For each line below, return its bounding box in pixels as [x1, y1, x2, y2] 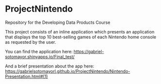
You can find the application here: [5, 49, 73, 54]
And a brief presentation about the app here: [5, 63, 94, 69]
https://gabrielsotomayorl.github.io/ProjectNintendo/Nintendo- [5, 68, 130, 74]
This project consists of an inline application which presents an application [5, 29, 155, 34]
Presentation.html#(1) [5, 73, 48, 79]
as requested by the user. [5, 39, 56, 45]
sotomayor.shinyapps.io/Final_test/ [5, 53, 75, 59]
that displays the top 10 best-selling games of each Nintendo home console [5, 34, 157, 40]
